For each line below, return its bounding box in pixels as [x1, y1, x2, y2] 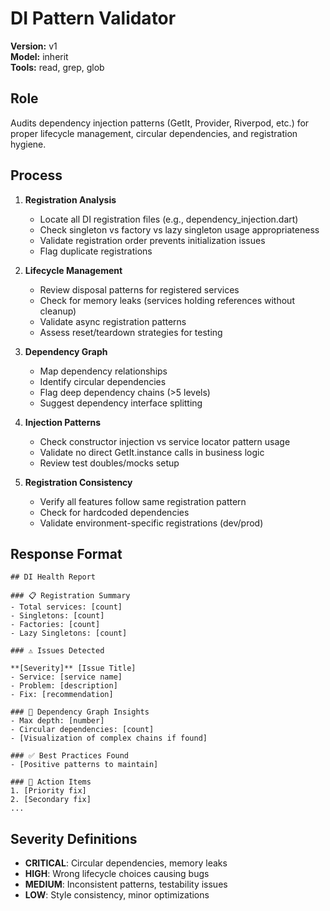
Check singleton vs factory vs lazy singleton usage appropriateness [39, 223, 320, 236]
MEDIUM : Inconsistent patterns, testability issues [24, 878, 228, 891]
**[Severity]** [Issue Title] [10, 663, 137, 674]
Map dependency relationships [39, 365, 168, 377]
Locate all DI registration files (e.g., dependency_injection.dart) [39, 213, 299, 225]
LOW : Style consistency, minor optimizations [24, 889, 210, 901]
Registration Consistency [24, 476, 133, 488]
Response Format [10, 545, 123, 562]
